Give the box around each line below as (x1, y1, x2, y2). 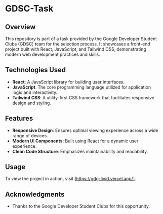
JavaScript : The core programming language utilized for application (12, 84, 151, 90)
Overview (5, 23, 36, 31)
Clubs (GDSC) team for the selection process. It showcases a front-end (5, 41, 151, 47)
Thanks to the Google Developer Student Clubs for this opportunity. (12, 203, 150, 209)
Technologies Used (5, 66, 66, 74)
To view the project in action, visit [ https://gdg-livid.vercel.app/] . (5, 176, 136, 182)
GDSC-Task (5, 3, 54, 14)
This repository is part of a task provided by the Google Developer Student (5, 36, 157, 42)
